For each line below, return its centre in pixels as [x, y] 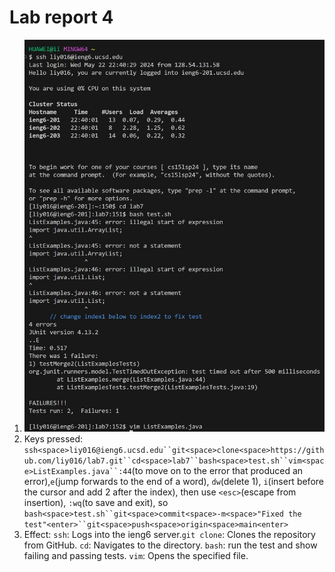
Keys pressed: [53, 439]
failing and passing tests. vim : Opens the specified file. [136, 556]
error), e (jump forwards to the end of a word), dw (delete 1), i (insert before [173, 482]
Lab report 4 [61, 17]
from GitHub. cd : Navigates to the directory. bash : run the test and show [170, 545]
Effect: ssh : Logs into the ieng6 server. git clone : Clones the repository [169, 535]
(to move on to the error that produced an [217, 471]
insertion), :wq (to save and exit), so [96, 503]
